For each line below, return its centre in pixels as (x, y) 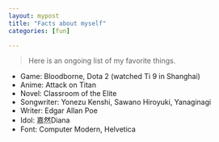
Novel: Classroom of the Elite (68, 94)
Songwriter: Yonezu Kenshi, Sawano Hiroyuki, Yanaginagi (116, 102)
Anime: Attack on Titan (58, 85)
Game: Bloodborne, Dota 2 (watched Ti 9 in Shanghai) (110, 77)
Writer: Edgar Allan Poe (59, 111)
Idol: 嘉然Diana (45, 120)
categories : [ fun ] (39, 31)
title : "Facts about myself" (57, 23)
